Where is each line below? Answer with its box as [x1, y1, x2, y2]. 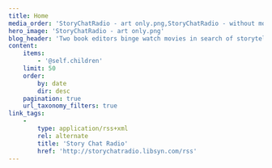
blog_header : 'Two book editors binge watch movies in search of [8, 34, 233, 43]
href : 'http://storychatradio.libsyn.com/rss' [37, 147, 198, 155]
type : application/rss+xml [37, 124, 129, 132]
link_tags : [8, 110, 45, 118]
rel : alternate [37, 132, 89, 140]
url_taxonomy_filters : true [23, 102, 117, 110]
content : [8, 42, 38, 50]
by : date [37, 79, 67, 87]
